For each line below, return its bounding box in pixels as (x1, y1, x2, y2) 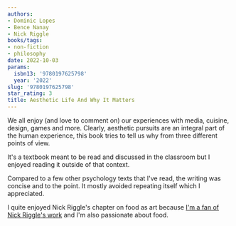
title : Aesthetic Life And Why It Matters (7, 97, 135, 104)
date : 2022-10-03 (7, 57, 59, 64)
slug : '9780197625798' (7, 83, 75, 91)
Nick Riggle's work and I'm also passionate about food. (7, 211, 169, 219)
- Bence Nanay (7, 24, 50, 31)
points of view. (7, 139, 50, 147)
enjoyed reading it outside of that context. (7, 160, 130, 168)
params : (7, 63, 31, 71)
